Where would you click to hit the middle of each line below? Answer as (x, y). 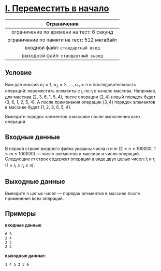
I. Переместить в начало (57, 8)
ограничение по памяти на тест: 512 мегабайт (62, 40)
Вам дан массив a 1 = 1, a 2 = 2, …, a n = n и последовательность (71, 85)
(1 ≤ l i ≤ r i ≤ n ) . (20, 166)
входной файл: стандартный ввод (62, 47)
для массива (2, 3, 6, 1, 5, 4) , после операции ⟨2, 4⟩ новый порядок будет (80, 97)
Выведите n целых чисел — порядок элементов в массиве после (73, 193)
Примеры (21, 213)
